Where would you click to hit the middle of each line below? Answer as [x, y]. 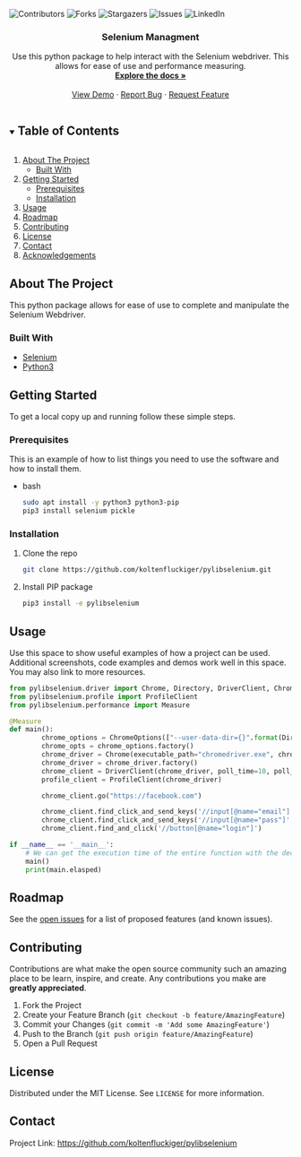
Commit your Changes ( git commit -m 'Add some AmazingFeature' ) [146, 1024]
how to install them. [46, 469]
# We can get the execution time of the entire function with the [152, 853]
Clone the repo [50, 553]
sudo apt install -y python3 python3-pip [101, 503]
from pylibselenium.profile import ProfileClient [104, 696]
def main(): [31, 730]
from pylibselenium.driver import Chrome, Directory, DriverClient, [140, 688]
